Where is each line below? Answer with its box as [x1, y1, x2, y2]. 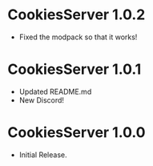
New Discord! [18, 95, 65, 105]
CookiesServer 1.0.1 [7, 60, 142, 79]
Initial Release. [18, 150, 67, 160]
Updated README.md [18, 87, 92, 96]
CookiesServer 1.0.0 [7, 123, 146, 142]
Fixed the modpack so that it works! [18, 32, 138, 42]
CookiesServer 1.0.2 [7, 6, 146, 24]
